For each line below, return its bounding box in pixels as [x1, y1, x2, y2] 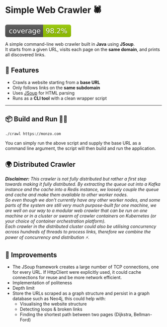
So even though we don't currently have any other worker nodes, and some [5, 197, 161, 203]
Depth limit [12, 285, 35, 291]
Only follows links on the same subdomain [12, 85, 100, 91]
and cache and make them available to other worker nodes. [5, 192, 128, 198]
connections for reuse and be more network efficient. [12, 275, 122, 281]
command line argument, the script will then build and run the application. [5, 145, 156, 151]
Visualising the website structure [19, 301, 87, 307]
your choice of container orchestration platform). [5, 218, 106, 224]
